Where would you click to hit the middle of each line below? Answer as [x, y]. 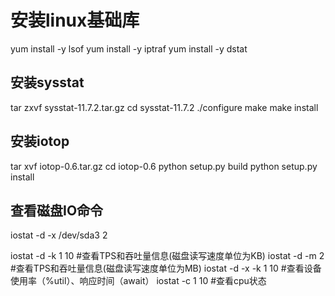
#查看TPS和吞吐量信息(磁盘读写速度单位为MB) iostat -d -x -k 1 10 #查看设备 [166, 268]
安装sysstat [47, 82]
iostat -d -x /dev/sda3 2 [59, 235]
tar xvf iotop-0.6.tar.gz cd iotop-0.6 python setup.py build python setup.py [164, 166]
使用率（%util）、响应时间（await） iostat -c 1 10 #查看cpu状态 [138, 281]
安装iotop [40, 141]
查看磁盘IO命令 [57, 210]
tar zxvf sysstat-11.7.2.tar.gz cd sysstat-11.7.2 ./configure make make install [164, 107]
